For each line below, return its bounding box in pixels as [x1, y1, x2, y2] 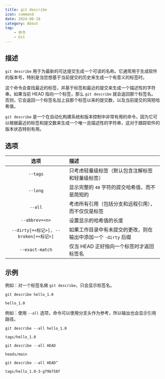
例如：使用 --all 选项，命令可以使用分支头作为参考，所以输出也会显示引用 [5, 310, 156, 316]
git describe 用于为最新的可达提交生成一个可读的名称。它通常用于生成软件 [5, 68, 158, 74]
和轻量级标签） [69, 174, 104, 181]
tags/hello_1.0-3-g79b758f [5, 369, 60, 374]
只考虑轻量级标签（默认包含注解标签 [69, 167, 153, 174]
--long [28, 188, 44, 193]
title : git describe [5, 7, 48, 12]
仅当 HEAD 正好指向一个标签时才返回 [69, 243, 155, 250]
